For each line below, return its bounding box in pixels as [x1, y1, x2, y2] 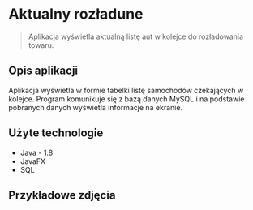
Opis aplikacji [8, 64, 79, 78]
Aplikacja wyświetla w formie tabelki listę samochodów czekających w [8, 85, 244, 95]
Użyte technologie [8, 126, 104, 140]
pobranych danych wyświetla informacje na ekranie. [8, 102, 183, 112]
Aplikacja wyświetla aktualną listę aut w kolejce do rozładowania [28, 32, 244, 41]
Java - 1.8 [19, 148, 54, 157]
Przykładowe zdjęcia [8, 188, 116, 202]
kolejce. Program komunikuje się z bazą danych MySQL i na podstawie [8, 94, 245, 104]
